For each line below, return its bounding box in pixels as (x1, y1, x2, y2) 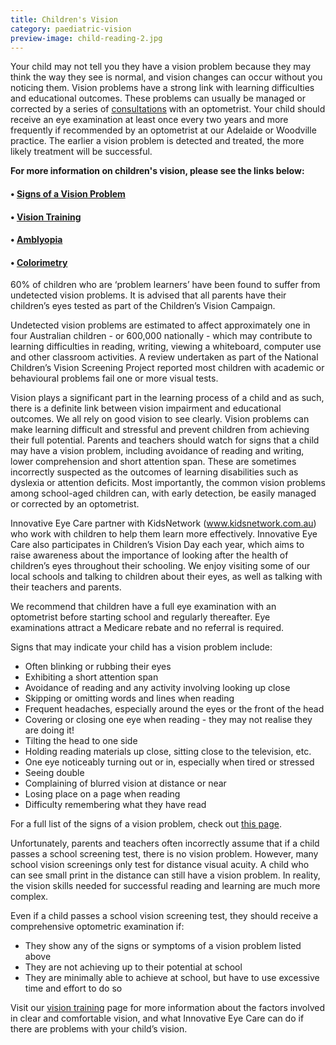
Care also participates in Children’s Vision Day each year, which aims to (10, 539, 305, 551)
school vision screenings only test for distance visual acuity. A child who (10, 859, 310, 871)
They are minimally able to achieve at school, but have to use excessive (24, 972, 320, 984)
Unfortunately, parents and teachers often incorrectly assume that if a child (10, 837, 320, 850)
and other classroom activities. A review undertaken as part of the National (10, 351, 319, 363)
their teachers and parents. (10, 581, 122, 593)
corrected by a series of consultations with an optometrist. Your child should (10, 103, 326, 115)
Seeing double (24, 767, 85, 779)
